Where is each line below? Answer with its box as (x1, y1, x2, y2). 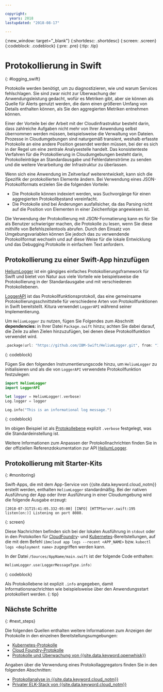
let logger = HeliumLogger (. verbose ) (5, 394, 81, 399)
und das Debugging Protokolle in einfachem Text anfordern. (5, 241, 125, 247)
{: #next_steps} (5, 618, 35, 624)
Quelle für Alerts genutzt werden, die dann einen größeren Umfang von (5, 101, 147, 107)
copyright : (5, 11, 27, 16)
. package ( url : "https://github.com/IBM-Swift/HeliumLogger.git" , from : (5, 343, 153, 348)
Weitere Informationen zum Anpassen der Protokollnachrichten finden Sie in (5, 440, 157, 446)
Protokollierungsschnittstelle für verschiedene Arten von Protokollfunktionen (5, 299, 158, 305)
